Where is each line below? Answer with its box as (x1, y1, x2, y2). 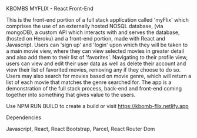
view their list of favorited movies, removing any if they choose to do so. (6, 66, 181, 73)
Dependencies (6, 114, 42, 121)
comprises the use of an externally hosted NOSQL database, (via (6, 23, 163, 29)
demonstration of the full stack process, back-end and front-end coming (6, 85, 182, 92)
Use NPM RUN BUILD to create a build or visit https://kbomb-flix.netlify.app (6, 103, 189, 109)
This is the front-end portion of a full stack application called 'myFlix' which (6, 16, 189, 23)
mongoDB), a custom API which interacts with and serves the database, (6, 29, 181, 36)
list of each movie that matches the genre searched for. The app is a (6, 79, 172, 86)
